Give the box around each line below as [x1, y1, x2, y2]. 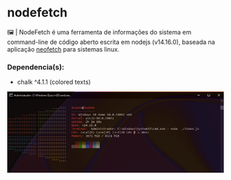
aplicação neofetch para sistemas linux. [7, 45, 120, 53]
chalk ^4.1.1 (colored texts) [16, 78, 91, 87]
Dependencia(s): [7, 62, 65, 71]
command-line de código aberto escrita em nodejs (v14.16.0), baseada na [7, 38, 215, 46]
